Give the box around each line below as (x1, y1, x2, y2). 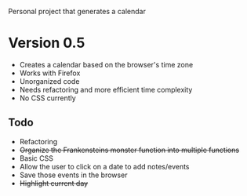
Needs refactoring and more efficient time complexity (19, 85, 193, 94)
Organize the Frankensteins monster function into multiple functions (19, 145, 240, 154)
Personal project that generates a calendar (8, 7, 147, 16)
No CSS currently (19, 93, 76, 103)
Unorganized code (19, 76, 80, 85)
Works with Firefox (19, 68, 81, 78)
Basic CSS (19, 153, 53, 163)
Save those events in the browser (19, 170, 128, 180)
